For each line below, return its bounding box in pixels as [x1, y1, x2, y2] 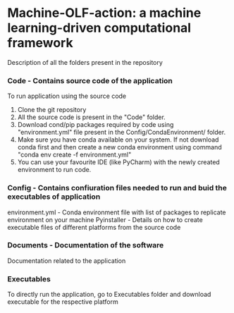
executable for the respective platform [7, 297, 118, 306]
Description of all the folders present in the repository [7, 58, 164, 66]
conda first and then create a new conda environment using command [17, 143, 222, 152]
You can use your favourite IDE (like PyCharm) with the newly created [17, 158, 220, 166]
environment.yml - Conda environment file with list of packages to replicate [7, 208, 227, 216]
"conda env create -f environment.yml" [17, 150, 132, 159]
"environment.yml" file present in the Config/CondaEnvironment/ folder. [17, 128, 226, 137]
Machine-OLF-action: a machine [7, 5, 202, 21]
